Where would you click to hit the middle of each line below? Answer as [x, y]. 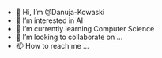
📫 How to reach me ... [52, 46]
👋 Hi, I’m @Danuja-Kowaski [60, 12]
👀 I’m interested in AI [49, 20]
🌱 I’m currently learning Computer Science [85, 29]
